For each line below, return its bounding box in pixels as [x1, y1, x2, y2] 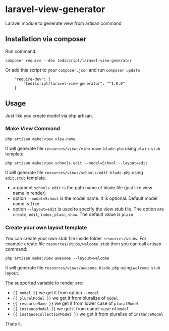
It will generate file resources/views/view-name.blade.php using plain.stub [5, 145, 160, 151]
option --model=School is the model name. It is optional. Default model [12, 195, 158, 201]
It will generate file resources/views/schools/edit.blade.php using [5, 169, 143, 175]
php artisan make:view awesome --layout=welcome [5, 256, 109, 261]
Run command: [5, 48, 37, 54]
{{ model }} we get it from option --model [12, 290, 99, 296]
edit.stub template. [5, 175, 46, 181]
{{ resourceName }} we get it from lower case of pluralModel [12, 300, 139, 306]
